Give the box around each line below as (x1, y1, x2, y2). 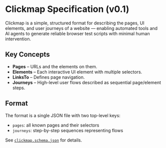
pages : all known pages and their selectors (12, 122, 100, 128)
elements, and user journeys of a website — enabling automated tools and (5, 25, 158, 31)
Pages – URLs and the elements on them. (12, 63, 98, 69)
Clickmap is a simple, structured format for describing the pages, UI (5, 20, 145, 26)
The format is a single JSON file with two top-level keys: (5, 112, 121, 118)
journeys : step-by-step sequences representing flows (12, 127, 124, 133)
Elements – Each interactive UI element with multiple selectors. (12, 69, 143, 75)
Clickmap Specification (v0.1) (5, 3, 130, 15)
